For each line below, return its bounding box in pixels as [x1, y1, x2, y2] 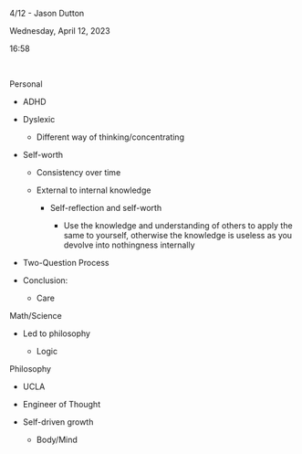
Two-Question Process [22, 258, 109, 268]
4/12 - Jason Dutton [9, 8, 85, 18]
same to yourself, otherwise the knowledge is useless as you [63, 230, 293, 240]
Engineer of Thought [22, 399, 101, 409]
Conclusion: [22, 275, 68, 286]
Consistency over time [36, 167, 121, 177]
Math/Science [9, 311, 62, 321]
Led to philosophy [22, 328, 91, 339]
